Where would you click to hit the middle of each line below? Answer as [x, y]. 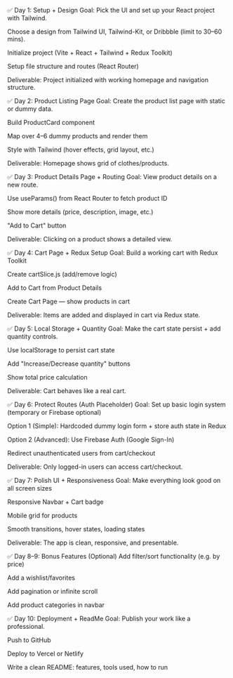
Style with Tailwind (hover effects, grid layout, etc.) [81, 149]
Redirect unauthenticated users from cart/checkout [81, 453]
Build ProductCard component [51, 122]
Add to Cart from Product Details [55, 288]
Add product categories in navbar [56, 605]
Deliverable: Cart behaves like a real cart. [67, 391]
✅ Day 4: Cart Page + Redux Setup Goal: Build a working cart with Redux [113, 253]
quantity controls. [33, 337]
